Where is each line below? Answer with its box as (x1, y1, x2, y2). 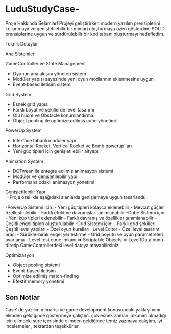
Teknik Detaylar (5, 40, 38, 47)
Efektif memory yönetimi (12, 278, 65, 284)
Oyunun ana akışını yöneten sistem (12, 70, 86, 77)
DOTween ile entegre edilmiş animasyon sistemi (12, 168, 113, 174)
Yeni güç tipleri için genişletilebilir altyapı (12, 148, 99, 154)
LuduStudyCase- (5, 3, 80, 15)
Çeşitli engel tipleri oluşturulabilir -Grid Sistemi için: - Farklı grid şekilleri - (5, 220, 159, 227)
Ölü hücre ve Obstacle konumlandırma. (12, 112, 95, 118)
